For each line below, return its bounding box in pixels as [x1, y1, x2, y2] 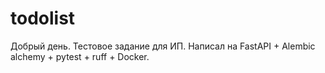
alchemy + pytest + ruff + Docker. [10, 50, 150, 62]
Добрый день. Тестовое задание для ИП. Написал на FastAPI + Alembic [10, 40, 316, 52]
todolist [10, 7, 76, 30]
